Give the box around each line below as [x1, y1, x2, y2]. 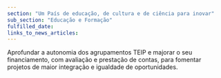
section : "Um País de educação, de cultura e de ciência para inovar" [7, 10, 215, 17]
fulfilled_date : [7, 23, 54, 30]
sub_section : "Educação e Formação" [7, 17, 113, 23]
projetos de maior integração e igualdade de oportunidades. [7, 63, 178, 71]
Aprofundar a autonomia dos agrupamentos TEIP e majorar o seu [7, 48, 193, 57]
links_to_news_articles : [7, 29, 79, 37]
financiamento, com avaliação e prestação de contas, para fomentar [7, 56, 202, 64]
